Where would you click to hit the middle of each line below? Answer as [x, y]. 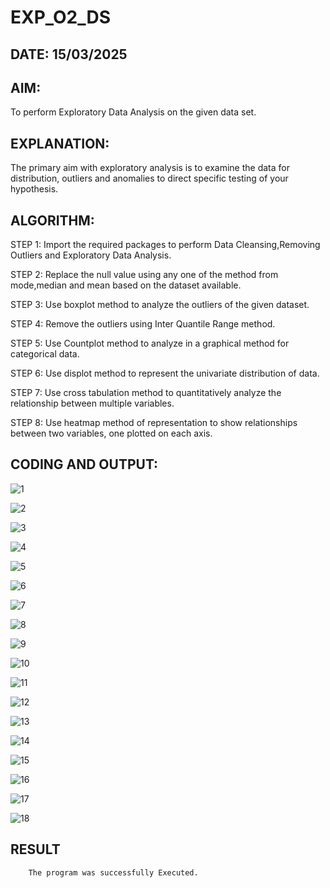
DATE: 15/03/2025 [69, 54]
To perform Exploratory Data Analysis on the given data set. [133, 112]
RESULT [35, 849]
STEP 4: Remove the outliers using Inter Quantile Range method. [143, 324]
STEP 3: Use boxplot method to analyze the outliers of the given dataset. [160, 305]
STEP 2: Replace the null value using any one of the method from [144, 275]
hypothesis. [34, 189]
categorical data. [45, 354]
